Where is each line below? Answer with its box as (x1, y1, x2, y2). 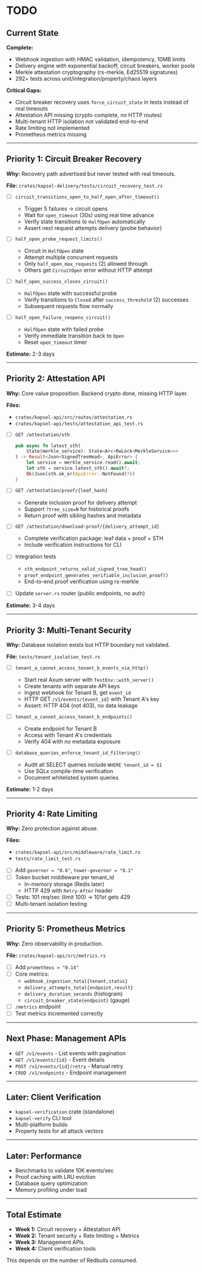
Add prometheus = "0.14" (15, 963, 79, 971)
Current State (6, 28, 59, 38)
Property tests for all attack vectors (15, 1127, 104, 1135)
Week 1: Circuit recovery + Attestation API (15, 1226, 121, 1233)
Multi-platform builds (15, 1121, 68, 1129)
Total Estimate (6, 1209, 62, 1220)
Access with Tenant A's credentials (24, 731, 112, 738)
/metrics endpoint (15, 1002, 61, 1010)
